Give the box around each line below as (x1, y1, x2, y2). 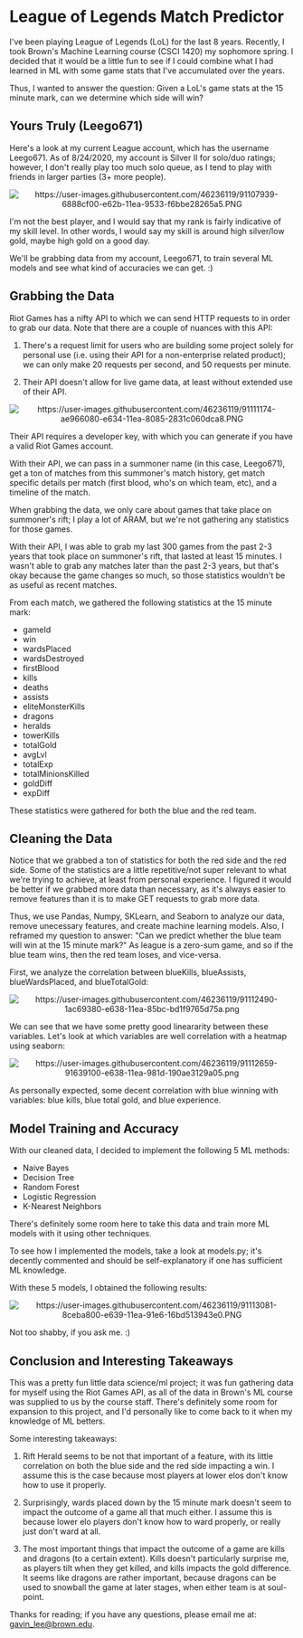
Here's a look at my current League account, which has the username (9, 142, 270, 153)
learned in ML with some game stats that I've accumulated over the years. (9, 65, 285, 76)
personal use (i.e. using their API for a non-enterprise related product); (22, 349, 287, 360)
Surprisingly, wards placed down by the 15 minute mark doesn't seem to (22, 1497, 292, 1508)
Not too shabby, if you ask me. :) (9, 1327, 131, 1338)
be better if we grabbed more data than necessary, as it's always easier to (9, 884, 287, 895)
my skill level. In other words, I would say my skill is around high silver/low (9, 225, 285, 236)
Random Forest (22, 1182, 80, 1193)
